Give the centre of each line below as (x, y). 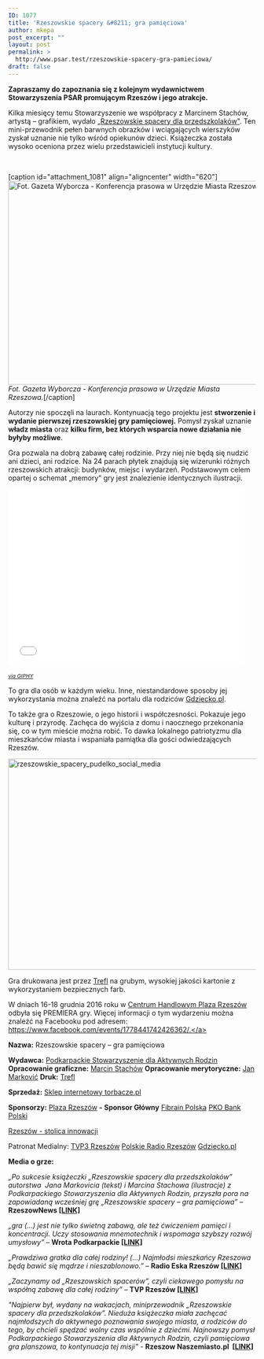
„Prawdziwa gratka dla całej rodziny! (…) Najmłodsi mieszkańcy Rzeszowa (130, 1257)
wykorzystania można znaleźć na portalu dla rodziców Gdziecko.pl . (117, 698)
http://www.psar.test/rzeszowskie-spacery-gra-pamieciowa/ (114, 60)
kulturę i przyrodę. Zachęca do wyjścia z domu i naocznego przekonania (126, 722)
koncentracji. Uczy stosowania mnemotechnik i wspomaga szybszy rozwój (130, 1234)
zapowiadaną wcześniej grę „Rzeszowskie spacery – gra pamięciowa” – (126, 1202)
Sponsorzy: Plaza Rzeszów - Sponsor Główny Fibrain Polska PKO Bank (125, 1107)
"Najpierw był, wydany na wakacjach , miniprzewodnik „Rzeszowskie (120, 1305)
